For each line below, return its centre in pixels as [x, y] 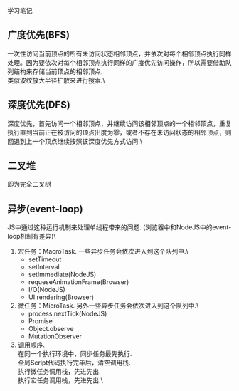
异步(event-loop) [45, 209]
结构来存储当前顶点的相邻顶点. [58, 71]
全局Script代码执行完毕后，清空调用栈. [74, 363]
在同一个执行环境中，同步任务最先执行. [75, 354]
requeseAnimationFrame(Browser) [79, 282]
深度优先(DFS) [39, 105]
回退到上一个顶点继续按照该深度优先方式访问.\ [75, 141]
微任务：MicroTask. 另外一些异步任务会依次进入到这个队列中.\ [108, 306]
